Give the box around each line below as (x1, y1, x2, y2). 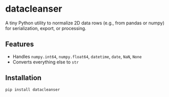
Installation (5, 74, 42, 82)
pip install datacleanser (5, 87, 60, 92)
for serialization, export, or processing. (5, 25, 86, 31)
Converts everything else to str (12, 59, 79, 65)
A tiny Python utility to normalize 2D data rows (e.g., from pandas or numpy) (5, 20, 165, 26)
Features (5, 40, 34, 49)
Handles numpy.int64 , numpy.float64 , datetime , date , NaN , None (12, 53, 142, 59)
